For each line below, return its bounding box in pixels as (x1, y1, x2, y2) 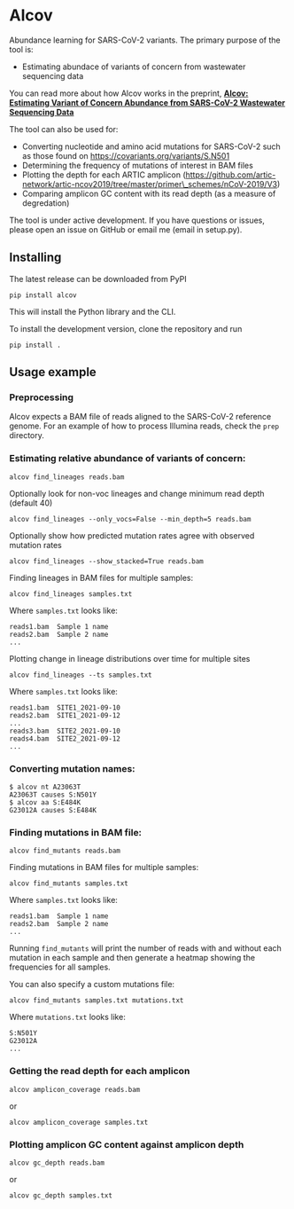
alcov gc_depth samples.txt (9, 1190, 113, 1200)
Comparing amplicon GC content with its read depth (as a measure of (21, 188, 276, 199)
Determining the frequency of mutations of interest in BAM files (21, 160, 254, 170)
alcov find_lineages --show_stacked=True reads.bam (9, 556, 204, 566)
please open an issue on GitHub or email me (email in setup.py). (9, 224, 243, 235)
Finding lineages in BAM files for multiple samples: (9, 572, 194, 583)
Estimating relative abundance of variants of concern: (9, 452, 246, 465)
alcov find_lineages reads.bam (9, 472, 125, 482)
